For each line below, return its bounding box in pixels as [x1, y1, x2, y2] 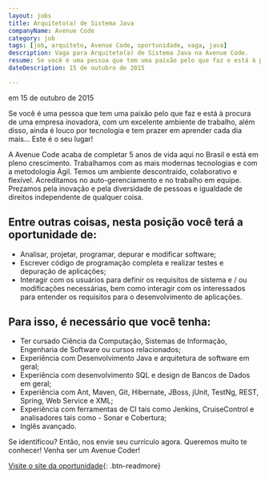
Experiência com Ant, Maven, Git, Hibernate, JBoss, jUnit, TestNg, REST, [19, 387, 259, 397]
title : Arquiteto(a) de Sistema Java [8, 19, 134, 27]
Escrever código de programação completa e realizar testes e [19, 257, 224, 267]
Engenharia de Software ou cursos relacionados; [19, 345, 182, 354]
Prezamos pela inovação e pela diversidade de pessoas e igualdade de [8, 184, 243, 193]
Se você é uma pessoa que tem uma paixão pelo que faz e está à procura [8, 108, 251, 118]
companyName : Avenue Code [8, 26, 94, 34]
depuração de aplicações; [19, 266, 106, 276]
